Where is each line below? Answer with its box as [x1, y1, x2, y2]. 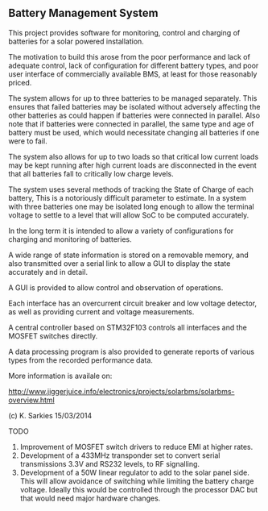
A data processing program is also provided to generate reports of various [8, 347, 255, 356]
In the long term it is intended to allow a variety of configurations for [8, 226, 234, 235]
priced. [8, 77, 32, 87]
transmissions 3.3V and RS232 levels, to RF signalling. [19, 459, 200, 468]
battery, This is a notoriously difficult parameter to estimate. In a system [8, 193, 247, 202]
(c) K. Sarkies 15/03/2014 [8, 410, 93, 420]
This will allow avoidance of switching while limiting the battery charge [19, 476, 254, 486]
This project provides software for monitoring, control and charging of [8, 27, 241, 37]
